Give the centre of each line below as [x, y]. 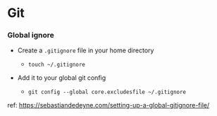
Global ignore [31, 35]
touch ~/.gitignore [57, 65]
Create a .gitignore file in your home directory [86, 50]
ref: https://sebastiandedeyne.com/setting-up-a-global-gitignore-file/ [108, 105]
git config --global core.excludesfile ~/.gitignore [107, 92]
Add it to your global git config [62, 78]
